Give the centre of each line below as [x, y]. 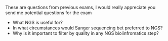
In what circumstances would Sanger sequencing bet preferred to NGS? [88, 28]
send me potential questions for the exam [49, 13]
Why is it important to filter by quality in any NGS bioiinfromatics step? [86, 33]
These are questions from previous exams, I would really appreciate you [80, 7]
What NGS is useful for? [38, 23]
